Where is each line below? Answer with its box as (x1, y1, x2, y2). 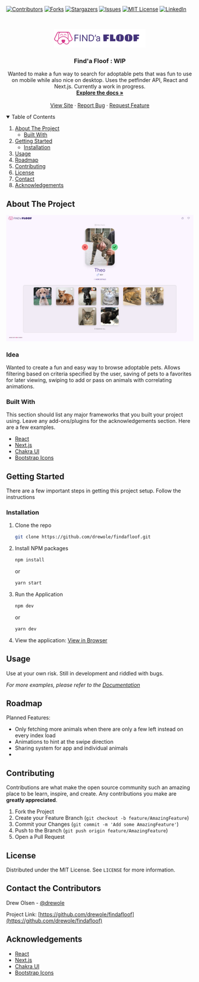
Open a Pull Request (14, 833, 65, 841)
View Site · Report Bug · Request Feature (50, 102, 150, 109)
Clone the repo (14, 522, 52, 529)
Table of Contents (11, 113, 55, 121)
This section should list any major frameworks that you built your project (6, 411, 183, 418)
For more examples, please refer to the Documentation (6, 681, 141, 689)
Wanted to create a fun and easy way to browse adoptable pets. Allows (6, 364, 181, 371)
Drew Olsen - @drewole (6, 899, 65, 906)
